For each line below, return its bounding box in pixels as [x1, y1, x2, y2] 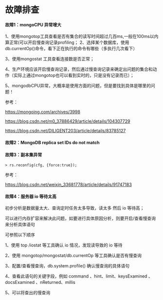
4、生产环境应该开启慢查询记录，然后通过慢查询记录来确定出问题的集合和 [5, 66, 153, 72]
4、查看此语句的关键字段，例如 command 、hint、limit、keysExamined [5, 273, 147, 279]
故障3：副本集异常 [5, 151, 42, 157]
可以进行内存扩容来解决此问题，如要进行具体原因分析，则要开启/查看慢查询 [5, 215, 156, 222]
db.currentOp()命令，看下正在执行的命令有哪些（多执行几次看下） [5, 46, 138, 52]
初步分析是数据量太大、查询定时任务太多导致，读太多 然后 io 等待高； [5, 205, 145, 211]
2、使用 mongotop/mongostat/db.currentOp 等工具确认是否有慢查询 [5, 253, 142, 259]
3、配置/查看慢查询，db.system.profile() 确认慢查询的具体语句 [5, 263, 130, 269]
